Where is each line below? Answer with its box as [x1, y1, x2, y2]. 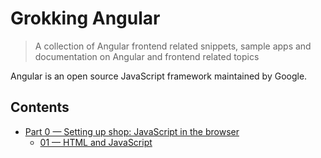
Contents [10, 99, 70, 116]
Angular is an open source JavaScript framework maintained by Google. [10, 70, 308, 82]
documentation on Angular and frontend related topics [34, 50, 260, 62]
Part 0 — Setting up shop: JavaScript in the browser [24, 125, 240, 137]
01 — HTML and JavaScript [39, 136, 153, 148]
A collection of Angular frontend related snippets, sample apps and [34, 40, 312, 52]
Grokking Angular [10, 7, 161, 30]
